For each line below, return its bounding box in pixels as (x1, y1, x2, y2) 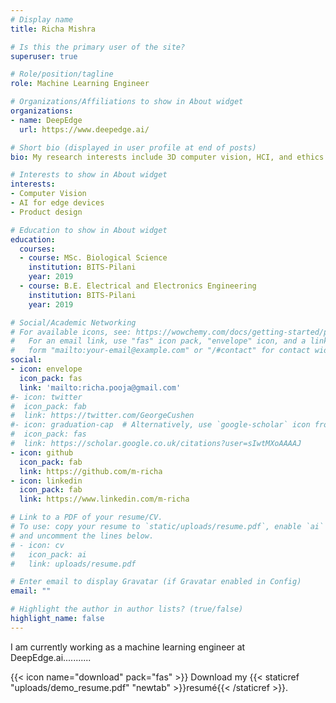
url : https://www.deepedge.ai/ (19, 124, 150, 135)
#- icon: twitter (10, 392, 83, 402)
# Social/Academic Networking (10, 317, 137, 328)
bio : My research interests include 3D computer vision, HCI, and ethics (10, 152, 325, 162)
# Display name (10, 14, 74, 25)
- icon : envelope (10, 364, 83, 374)
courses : (19, 244, 56, 254)
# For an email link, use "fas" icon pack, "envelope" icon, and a (10, 336, 307, 346)
